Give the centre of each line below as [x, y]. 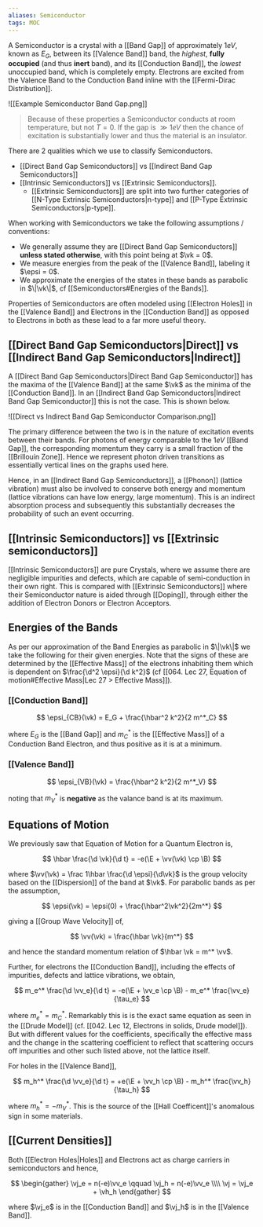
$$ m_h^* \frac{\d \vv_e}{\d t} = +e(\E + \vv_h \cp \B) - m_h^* [112, 1081]
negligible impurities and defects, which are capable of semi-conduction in [129, 577]
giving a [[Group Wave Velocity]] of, [66, 921]
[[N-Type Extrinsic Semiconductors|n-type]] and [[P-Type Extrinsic [139, 200]
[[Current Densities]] [60, 1141]
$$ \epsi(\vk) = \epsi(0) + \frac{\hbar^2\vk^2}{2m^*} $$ [132, 906]
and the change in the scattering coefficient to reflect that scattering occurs [131, 1042]
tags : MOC [24, 23]
